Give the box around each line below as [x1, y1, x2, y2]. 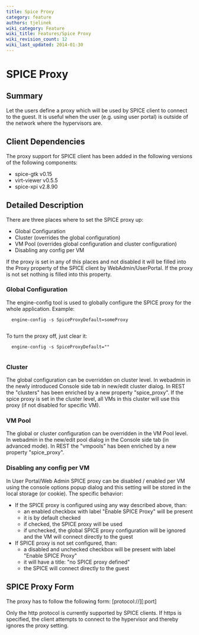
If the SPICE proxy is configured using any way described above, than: [14, 501, 187, 508]
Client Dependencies [6, 137, 85, 147]
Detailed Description [6, 200, 84, 210]
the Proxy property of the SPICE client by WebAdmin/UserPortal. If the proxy [6, 264, 193, 271]
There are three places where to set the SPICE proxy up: [6, 216, 144, 223]
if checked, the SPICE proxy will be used [23, 520, 123, 527]
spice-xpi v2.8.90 [14, 183, 58, 190]
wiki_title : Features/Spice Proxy [6, 31, 92, 37]
